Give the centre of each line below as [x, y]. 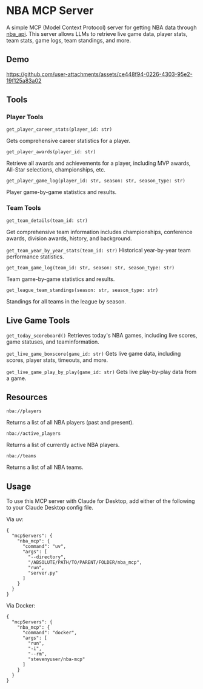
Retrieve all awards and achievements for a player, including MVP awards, [98, 163]
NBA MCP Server [50, 11]
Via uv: [15, 519]
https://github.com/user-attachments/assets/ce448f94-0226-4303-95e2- [99, 74]
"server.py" [43, 573]
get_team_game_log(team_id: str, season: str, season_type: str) [90, 268]
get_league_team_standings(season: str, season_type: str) [82, 290]
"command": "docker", [50, 633]
